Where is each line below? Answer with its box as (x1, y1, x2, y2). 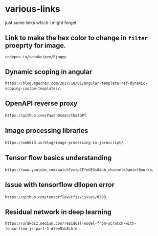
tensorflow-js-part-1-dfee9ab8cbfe (5, 226, 78, 231)
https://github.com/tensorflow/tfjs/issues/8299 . (5, 193, 108, 199)
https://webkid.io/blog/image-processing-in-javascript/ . (5, 140, 125, 145)
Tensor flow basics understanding (5, 153, 112, 162)
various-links (5, 3, 60, 15)
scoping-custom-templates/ (5, 86, 60, 91)
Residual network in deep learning (5, 208, 112, 216)
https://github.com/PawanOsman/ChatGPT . (5, 112, 88, 118)
